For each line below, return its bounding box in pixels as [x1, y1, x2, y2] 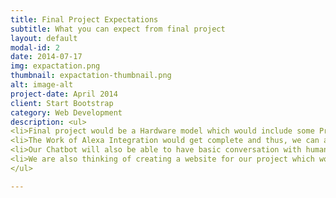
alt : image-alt [10, 80, 74, 90]
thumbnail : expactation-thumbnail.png [10, 71, 172, 81]
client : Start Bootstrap [10, 98, 114, 108]
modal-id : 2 [10, 42, 60, 53]
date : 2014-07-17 [10, 52, 83, 62]
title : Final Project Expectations [10, 14, 159, 25]
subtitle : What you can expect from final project [10, 24, 226, 34]
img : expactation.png [10, 61, 101, 71]
